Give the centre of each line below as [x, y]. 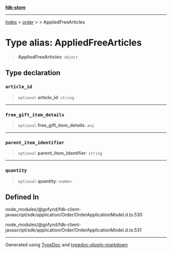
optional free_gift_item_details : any [56, 125]
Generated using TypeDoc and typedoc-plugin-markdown [67, 245]
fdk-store [16, 7]
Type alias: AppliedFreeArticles [73, 43]
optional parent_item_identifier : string [60, 153]
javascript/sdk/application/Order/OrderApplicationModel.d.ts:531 [73, 230]
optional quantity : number [45, 181]
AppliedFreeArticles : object [48, 57]
